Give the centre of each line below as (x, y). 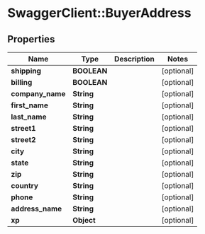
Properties (31, 39)
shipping (26, 71)
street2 (24, 140)
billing (22, 82)
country (25, 186)
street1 (24, 128)
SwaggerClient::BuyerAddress (99, 13)
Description (134, 59)
